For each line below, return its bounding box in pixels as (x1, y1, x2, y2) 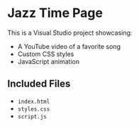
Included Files (7, 78, 71, 90)
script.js (17, 113, 48, 120)
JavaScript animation (17, 57, 80, 65)
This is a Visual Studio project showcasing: (7, 28, 133, 37)
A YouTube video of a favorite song (17, 42, 121, 50)
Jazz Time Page (7, 5, 103, 21)
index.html (17, 98, 50, 105)
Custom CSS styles (17, 50, 74, 58)
